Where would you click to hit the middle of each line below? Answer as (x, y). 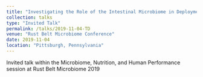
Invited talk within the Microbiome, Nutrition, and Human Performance (93, 62)
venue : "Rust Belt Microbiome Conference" (60, 34)
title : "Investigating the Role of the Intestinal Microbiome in (90, 12)
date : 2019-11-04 (28, 40)
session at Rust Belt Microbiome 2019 (53, 69)
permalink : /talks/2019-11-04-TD (48, 29)
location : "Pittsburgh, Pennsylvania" (55, 46)
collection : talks (29, 17)
